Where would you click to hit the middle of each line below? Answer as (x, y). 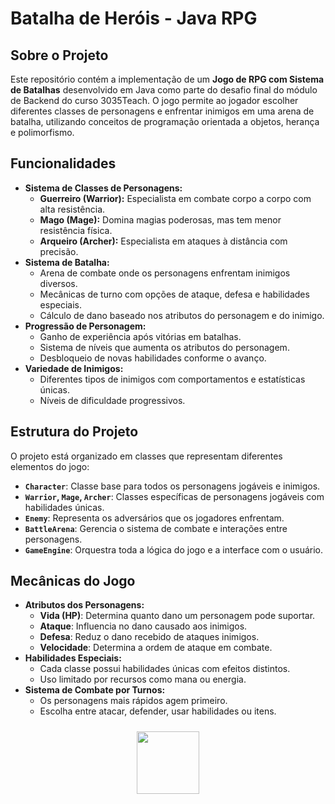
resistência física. (76, 230)
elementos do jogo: (50, 466)
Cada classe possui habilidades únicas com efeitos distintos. (165, 669)
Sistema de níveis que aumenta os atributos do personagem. (164, 347)
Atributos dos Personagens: (84, 605)
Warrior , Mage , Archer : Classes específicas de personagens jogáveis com (174, 496)
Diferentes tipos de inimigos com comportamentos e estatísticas (172, 379)
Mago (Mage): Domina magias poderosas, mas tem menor (160, 219)
